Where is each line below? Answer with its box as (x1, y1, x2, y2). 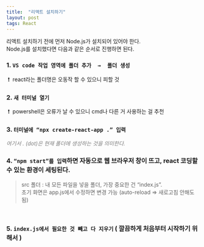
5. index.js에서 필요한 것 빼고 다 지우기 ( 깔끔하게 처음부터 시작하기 (6, 224, 191, 233)
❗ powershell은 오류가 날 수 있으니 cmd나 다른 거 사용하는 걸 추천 (7, 107, 164, 115)
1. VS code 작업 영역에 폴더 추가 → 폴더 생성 (6, 61, 130, 70)
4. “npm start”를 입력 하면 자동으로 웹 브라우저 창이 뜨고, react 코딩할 (6, 157, 198, 165)
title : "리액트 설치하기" (6, 9, 66, 15)
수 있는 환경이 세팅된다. (6, 166, 71, 174)
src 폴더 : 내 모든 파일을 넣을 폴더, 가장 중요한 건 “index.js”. (21, 181, 163, 188)
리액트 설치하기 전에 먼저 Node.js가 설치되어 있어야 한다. (6, 38, 141, 45)
